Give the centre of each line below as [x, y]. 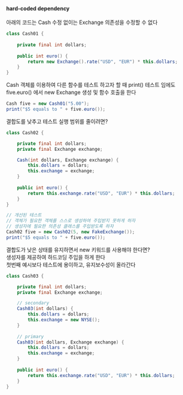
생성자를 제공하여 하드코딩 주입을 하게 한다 [56, 257]
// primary [30, 336]
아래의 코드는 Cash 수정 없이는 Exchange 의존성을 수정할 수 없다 [82, 22]
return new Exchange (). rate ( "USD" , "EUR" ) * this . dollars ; [103, 62]
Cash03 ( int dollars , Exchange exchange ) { [71, 342]
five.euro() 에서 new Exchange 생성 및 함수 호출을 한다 [71, 92]
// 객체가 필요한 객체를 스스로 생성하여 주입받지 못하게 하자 [71, 221]
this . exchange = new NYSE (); [64, 320]
